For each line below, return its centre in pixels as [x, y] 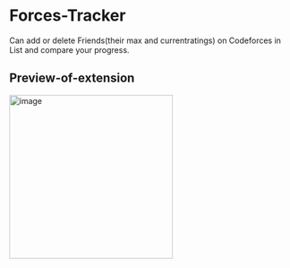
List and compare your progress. [69, 49]
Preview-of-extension [72, 78]
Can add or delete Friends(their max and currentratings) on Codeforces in [145, 40]
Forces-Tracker [68, 16]
